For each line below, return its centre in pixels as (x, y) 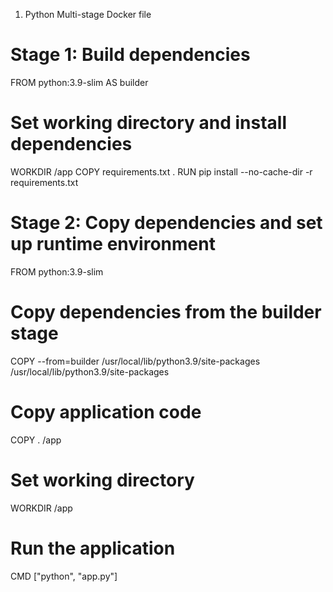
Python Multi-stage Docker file (88, 14)
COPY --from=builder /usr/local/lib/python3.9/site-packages (135, 361)
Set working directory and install (148, 123)
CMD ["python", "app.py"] (64, 576)
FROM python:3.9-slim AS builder (79, 82)
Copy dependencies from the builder (166, 312)
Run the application (93, 548)
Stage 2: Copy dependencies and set (166, 223)
